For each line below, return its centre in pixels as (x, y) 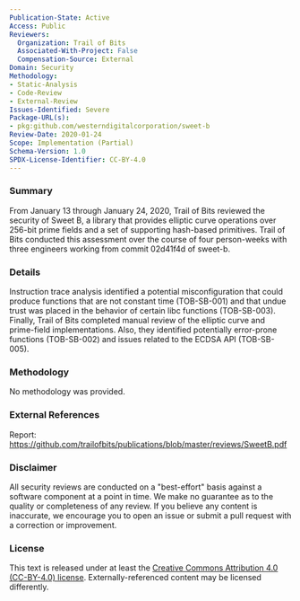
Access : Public (38, 26)
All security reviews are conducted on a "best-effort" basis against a (136, 487)
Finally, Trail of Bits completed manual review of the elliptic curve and (137, 321)
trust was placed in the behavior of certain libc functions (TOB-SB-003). (142, 311)
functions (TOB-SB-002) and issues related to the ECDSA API (123, 340)
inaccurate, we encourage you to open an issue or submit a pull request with (150, 515)
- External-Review (43, 101)
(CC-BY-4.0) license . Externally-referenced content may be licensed (136, 578)
